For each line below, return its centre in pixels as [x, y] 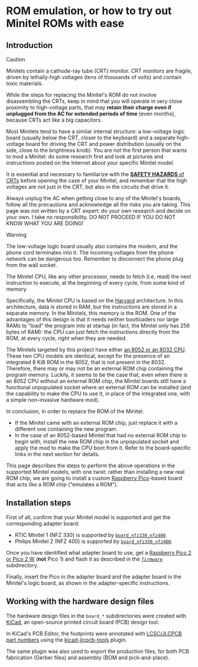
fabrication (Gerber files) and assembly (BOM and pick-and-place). [88, 658]
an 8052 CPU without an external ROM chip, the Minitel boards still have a [96, 381]
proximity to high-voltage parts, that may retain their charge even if [89, 107]
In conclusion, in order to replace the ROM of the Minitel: [75, 411]
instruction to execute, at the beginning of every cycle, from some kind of [95, 283]
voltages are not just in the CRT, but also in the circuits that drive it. [88, 187]
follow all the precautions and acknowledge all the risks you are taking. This [98, 204]
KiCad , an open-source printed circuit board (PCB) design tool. [83, 622]
